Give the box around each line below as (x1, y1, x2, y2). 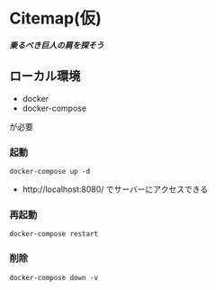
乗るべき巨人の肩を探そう (9, 40, 104, 50)
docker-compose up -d (9, 168, 91, 177)
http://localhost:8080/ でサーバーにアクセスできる (22, 184, 209, 195)
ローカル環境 (9, 68, 81, 84)
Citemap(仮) (9, 8, 102, 29)
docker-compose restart (9, 230, 99, 239)
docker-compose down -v (9, 273, 99, 282)
